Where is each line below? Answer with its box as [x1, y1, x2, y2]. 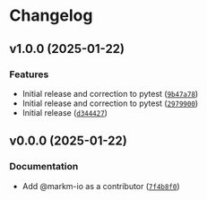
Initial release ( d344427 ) [22, 107, 108, 117]
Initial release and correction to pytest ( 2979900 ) [22, 98, 199, 109]
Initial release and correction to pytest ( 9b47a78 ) [22, 88, 199, 99]
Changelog [9, 5, 93, 26]
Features [9, 68, 49, 81]
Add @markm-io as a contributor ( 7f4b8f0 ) [22, 180, 181, 191]
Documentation [9, 161, 79, 173]
